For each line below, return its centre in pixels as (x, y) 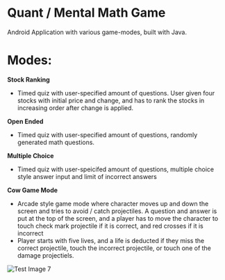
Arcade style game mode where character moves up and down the (113, 203)
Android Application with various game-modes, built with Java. (97, 32)
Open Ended (25, 121)
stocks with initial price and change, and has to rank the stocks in (111, 100)
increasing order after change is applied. (75, 108)
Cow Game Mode (32, 190)
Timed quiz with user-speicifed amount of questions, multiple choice (115, 169)
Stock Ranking (28, 79)
